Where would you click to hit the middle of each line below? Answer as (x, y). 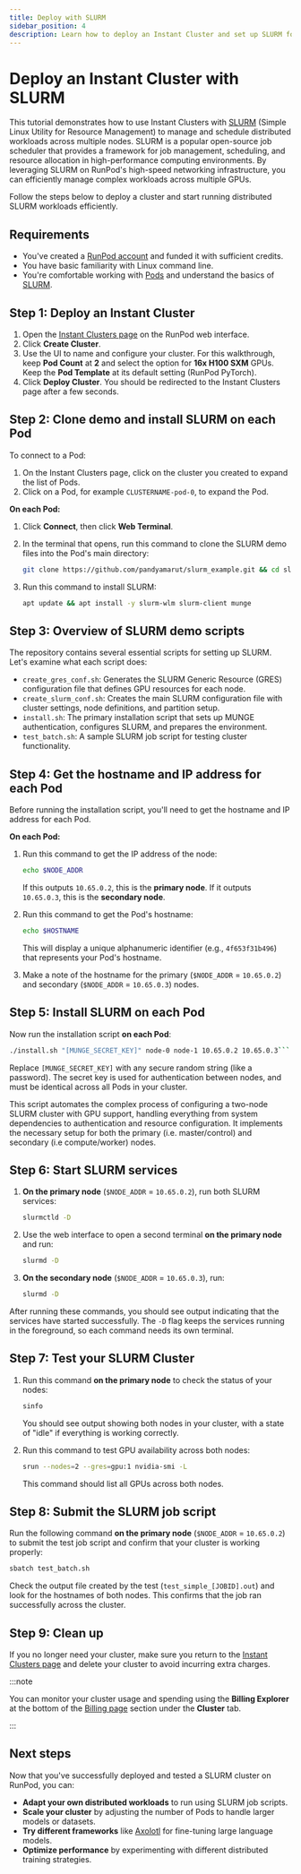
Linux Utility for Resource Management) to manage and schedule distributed (150, 132)
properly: (26, 1552)
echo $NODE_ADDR (52, 871)
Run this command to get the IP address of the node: (120, 854)
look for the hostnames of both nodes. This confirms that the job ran (135, 1595)
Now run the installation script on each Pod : (90, 1034)
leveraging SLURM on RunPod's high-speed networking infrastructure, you (148, 170)
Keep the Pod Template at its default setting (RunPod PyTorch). (139, 372)
